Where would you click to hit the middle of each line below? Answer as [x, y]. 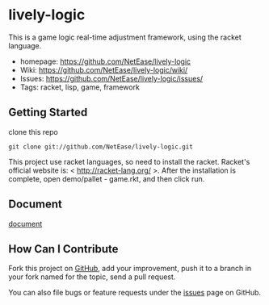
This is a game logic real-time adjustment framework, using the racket [125, 37]
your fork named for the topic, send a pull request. [92, 277]
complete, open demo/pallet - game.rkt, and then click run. [107, 178]
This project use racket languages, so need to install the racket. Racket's [129, 161]
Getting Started [48, 113]
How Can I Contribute [63, 249]
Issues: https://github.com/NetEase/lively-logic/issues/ [111, 78]
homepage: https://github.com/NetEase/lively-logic [105, 61]
